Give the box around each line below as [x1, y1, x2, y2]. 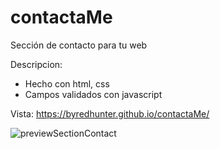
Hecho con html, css [24, 77, 110, 90]
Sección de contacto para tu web [10, 39, 148, 51]
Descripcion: [10, 58, 63, 70]
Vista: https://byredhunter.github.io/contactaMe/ [10, 107, 210, 120]
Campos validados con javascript [24, 88, 163, 100]
